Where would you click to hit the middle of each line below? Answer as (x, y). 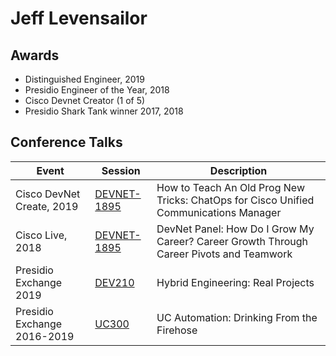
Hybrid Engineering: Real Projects (235, 282)
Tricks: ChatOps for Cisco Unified (235, 200)
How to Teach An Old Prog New (230, 187)
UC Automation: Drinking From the (237, 317)
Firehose (177, 330)
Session (121, 170)
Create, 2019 (47, 206)
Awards (35, 55)
